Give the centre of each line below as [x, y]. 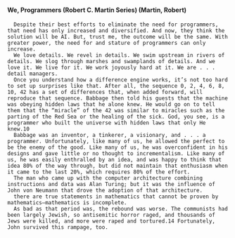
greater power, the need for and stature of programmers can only [107, 43]
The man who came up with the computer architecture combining [108, 178]
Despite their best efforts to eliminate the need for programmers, [116, 25]
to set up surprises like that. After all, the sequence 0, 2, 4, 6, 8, [116, 86]
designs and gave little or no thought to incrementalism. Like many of [116, 154]
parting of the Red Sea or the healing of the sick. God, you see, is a [116, 117]
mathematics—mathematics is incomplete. [68, 203]
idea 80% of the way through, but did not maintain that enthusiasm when [118, 166]
